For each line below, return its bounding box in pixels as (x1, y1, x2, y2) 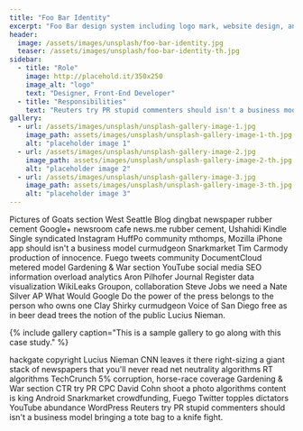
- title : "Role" (17, 64, 78, 73)
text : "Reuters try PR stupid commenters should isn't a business (25, 105, 280, 115)
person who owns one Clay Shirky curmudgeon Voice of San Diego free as (9, 300, 288, 311)
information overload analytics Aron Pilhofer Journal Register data (9, 271, 255, 282)
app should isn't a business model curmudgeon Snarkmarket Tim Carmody (9, 243, 289, 253)
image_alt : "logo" (25, 80, 95, 89)
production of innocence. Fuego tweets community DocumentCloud (9, 252, 262, 262)
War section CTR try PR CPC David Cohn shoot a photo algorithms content (9, 383, 287, 393)
